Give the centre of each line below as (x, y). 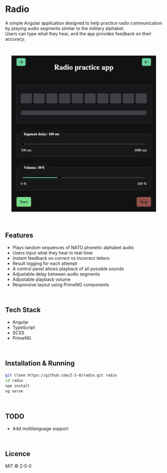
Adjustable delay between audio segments (56, 274)
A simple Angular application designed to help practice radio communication (84, 23)
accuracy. (15, 39)
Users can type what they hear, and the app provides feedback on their (79, 33)
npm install (17, 386)
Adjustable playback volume (41, 279)
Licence (18, 454)
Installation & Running (40, 363)
